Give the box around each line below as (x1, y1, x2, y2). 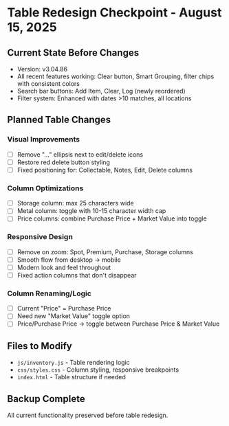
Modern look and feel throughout (17, 263, 111, 271)
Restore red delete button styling (17, 158, 110, 166)
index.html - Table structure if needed (17, 373, 126, 381)
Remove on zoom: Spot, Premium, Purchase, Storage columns (17, 247, 194, 256)
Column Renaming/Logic (7, 289, 91, 298)
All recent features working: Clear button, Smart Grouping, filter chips (17, 72, 215, 80)
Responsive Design (7, 232, 74, 242)
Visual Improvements (7, 135, 80, 144)
